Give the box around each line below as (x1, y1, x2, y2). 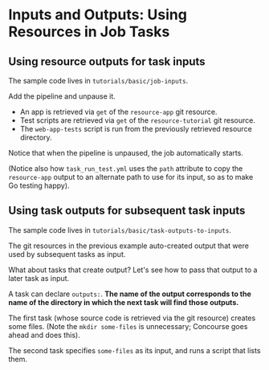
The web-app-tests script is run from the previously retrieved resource (19, 124, 253, 133)
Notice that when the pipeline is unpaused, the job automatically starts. (8, 148, 243, 157)
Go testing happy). (8, 181, 70, 190)
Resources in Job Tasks (8, 22, 170, 41)
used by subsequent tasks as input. (8, 249, 126, 258)
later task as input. (8, 273, 70, 283)
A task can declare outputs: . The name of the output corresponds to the (8, 289, 251, 299)
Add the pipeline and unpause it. (8, 91, 116, 101)
